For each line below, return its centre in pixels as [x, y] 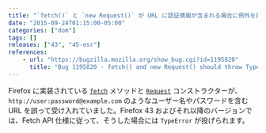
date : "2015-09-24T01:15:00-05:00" [67, 23]
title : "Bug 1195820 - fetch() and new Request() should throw [136, 67]
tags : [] [23, 38]
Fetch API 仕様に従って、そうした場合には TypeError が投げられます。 [135, 120]
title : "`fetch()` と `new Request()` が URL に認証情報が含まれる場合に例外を [132, 15]
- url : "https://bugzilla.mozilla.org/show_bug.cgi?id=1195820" [131, 60]
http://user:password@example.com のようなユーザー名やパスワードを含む [128, 101]
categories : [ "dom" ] [42, 30]
